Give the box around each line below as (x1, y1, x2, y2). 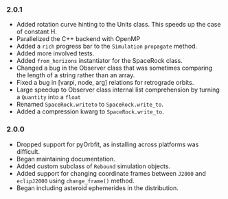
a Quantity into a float (16, 93, 81, 101)
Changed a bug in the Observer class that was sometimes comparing (16, 64, 213, 72)
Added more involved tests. (16, 49, 95, 57)
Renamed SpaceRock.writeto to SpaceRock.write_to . (16, 101, 164, 109)
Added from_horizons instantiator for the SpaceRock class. (16, 57, 183, 65)
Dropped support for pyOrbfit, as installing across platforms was (16, 140, 199, 148)
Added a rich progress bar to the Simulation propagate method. (16, 42, 197, 51)
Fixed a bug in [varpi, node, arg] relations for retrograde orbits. (16, 79, 194, 87)
